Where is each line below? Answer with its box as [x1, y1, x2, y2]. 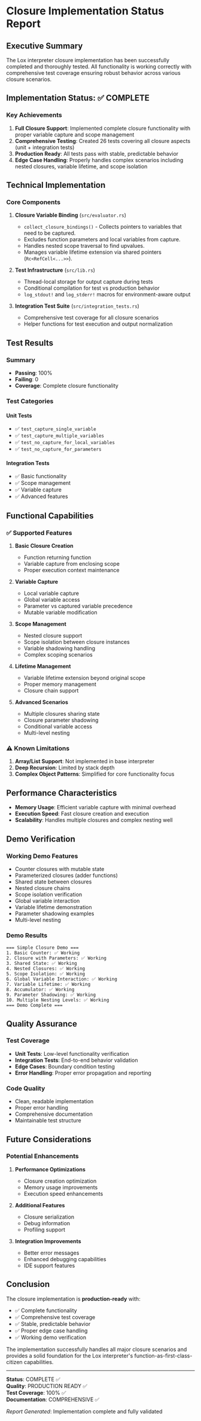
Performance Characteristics [6, 788, 117, 798]
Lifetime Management [14, 663, 71, 670]
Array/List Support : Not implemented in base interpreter [14, 758, 154, 765]
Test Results [6, 338, 54, 348]
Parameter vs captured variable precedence [23, 603, 133, 610]
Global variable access [23, 596, 80, 603]
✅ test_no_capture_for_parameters [14, 445, 102, 453]
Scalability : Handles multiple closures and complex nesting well [14, 816, 173, 824]
